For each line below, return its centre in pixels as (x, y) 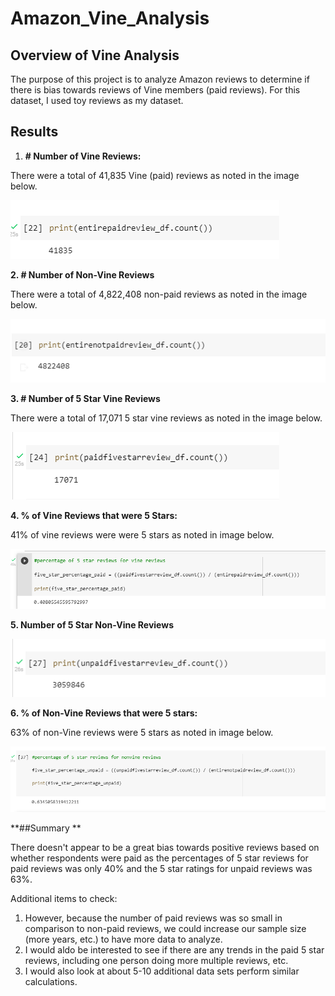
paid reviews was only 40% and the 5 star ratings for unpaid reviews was (161, 868)
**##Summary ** (46, 828)
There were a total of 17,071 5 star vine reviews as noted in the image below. (166, 418)
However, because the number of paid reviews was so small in (153, 918)
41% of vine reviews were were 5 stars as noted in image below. (142, 534)
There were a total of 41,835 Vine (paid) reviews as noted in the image (155, 175)
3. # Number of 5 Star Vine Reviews (85, 398)
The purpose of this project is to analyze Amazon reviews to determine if (160, 79)
